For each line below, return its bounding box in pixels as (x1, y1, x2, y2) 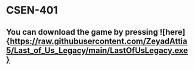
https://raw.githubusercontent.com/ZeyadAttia (9, 36, 188, 46)
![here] (159, 27, 186, 37)
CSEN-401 (6, 4, 58, 17)
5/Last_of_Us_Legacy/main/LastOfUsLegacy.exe (6, 45, 188, 55)
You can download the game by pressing (6, 27, 158, 37)
